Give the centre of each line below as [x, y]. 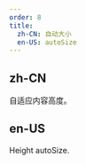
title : [21, 26]
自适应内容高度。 [40, 101]
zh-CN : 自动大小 [45, 34]
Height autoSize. [39, 150]
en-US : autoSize [47, 42]
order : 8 [25, 17]
